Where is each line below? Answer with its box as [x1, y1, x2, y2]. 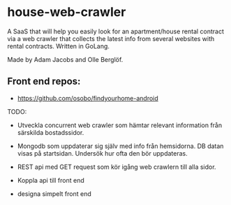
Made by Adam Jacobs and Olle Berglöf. [7, 55, 124, 63]
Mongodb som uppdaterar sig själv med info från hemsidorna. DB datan [17, 142, 224, 150]
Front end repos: [7, 76, 81, 88]
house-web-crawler [7, 4, 126, 20]
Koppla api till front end [17, 176, 85, 184]
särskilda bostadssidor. [17, 128, 84, 136]
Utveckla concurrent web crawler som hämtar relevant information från [17, 121, 222, 129]
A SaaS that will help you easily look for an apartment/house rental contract [7, 27, 225, 35]
